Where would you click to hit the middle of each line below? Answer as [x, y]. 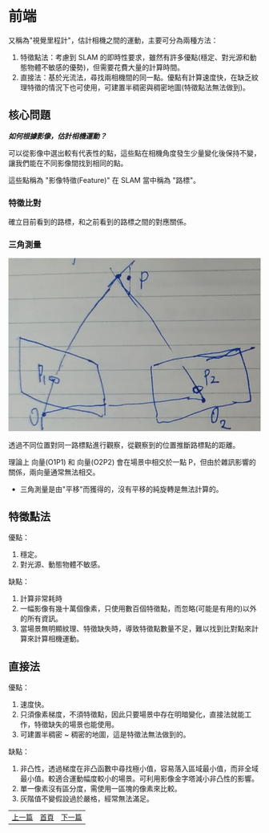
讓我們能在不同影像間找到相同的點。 [68, 163]
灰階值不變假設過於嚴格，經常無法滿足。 [86, 798]
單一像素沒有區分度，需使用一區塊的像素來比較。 [100, 789]
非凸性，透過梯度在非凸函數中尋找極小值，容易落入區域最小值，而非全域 [139, 769]
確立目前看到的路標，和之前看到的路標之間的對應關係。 [99, 222]
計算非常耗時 [41, 599]
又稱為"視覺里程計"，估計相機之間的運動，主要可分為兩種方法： [113, 40]
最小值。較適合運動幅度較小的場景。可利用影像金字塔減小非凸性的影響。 [139, 778]
